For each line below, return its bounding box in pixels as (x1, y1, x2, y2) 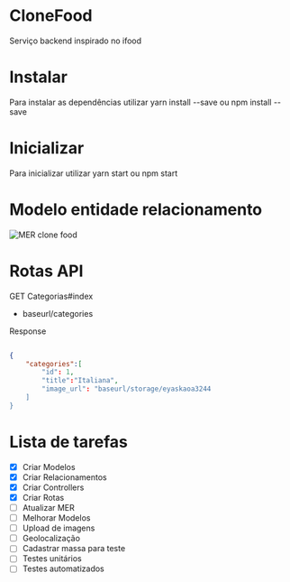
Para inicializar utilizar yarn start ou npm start (9, 168, 178, 179)
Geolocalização (22, 533, 81, 544)
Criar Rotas (22, 492, 65, 503)
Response (9, 326, 47, 337)
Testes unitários (22, 553, 83, 564)
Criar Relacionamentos (22, 471, 107, 483)
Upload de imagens (22, 522, 95, 533)
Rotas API (9, 261, 84, 281)
